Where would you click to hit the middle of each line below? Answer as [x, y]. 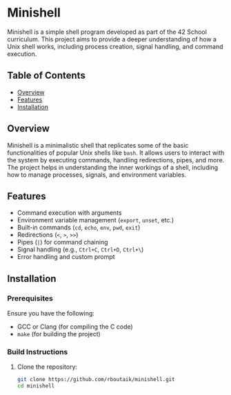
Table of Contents [47, 76]
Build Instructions [38, 351]
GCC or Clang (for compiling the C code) [75, 327]
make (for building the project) [59, 334]
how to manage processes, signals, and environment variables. [97, 175]
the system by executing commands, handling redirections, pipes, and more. [116, 160]
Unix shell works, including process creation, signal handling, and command [115, 46]
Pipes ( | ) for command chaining [62, 242]
